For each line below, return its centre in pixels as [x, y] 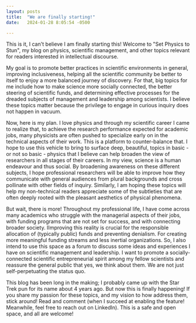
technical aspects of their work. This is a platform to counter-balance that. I [97, 142]
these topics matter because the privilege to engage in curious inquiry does [97, 106]
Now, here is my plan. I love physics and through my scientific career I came [98, 123]
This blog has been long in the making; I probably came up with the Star [93, 283]
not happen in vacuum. [34, 111]
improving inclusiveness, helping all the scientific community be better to [94, 74]
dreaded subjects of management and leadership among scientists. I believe [98, 99]
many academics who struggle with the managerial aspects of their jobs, [94, 215]
